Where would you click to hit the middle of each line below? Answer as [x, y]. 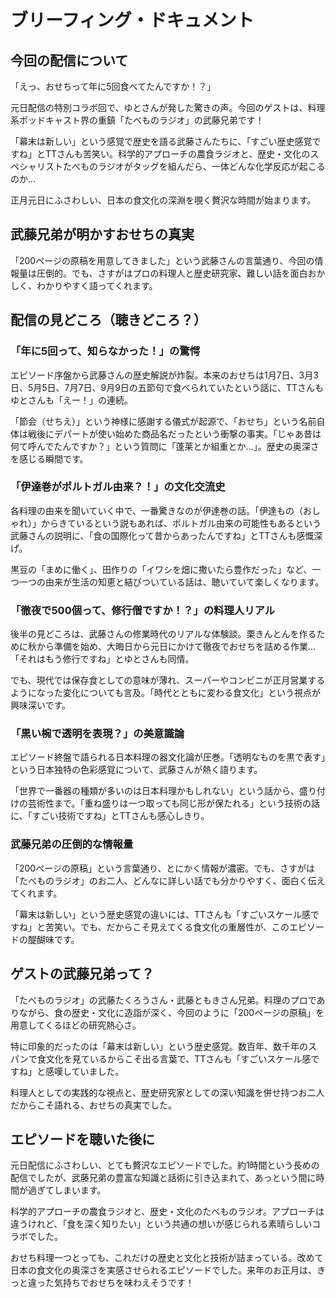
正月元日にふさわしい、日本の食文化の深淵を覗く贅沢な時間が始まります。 [163, 200]
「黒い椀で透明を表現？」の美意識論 [97, 734]
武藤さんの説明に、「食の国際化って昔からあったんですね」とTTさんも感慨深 [166, 535]
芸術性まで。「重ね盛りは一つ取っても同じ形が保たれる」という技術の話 [174, 803]
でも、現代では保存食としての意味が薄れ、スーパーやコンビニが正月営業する [168, 680]
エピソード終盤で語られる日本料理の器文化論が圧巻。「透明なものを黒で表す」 [168, 757]
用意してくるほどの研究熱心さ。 [76, 1025]
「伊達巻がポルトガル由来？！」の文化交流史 [118, 487]
